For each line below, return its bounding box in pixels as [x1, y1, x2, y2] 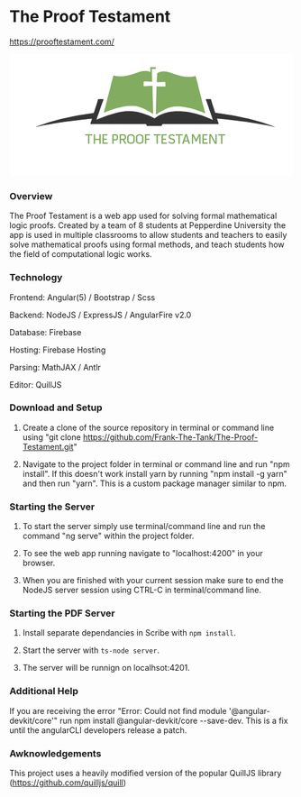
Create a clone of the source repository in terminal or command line [22, 422, 275, 433]
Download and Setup [9, 401, 103, 414]
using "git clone [22, 431, 81, 443]
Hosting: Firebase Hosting [9, 344, 106, 355]
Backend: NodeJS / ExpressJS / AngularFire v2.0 [9, 309, 192, 320]
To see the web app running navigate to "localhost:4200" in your [22, 548, 263, 559]
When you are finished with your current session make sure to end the [22, 575, 284, 586]
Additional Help [9, 685, 79, 698]
